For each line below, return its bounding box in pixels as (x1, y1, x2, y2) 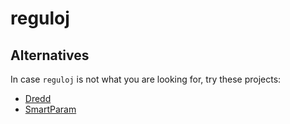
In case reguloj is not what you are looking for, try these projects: (10, 73, 282, 85)
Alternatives (10, 47, 90, 64)
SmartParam (24, 103, 77, 115)
